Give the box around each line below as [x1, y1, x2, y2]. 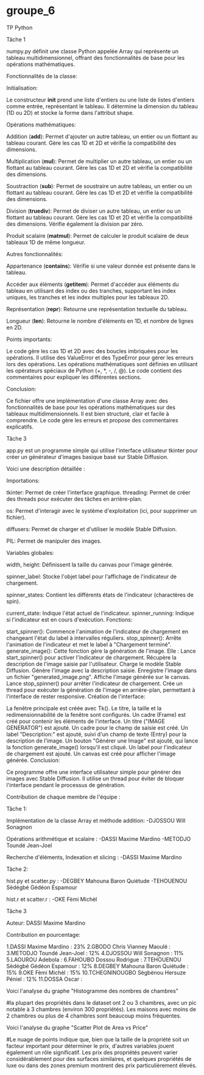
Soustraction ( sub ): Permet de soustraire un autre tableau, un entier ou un [6, 182, 192, 189]
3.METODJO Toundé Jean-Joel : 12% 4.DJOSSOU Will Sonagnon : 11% [6, 949, 184, 956]
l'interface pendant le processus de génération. [6, 781, 126, 788]
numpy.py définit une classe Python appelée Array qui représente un [6, 47, 179, 55]
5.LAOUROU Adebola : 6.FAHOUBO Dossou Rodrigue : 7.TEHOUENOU [6, 956, 181, 963]
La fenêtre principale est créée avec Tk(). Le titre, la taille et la [6, 704, 162, 712]
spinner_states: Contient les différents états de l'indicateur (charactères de [6, 591, 194, 598]
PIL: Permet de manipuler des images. [6, 537, 102, 545]
